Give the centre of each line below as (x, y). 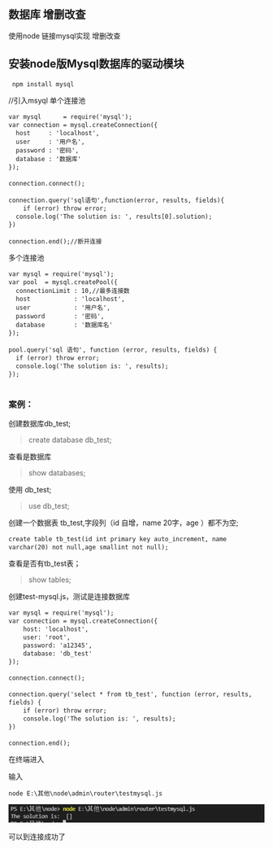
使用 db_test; (30, 489)
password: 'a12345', (58, 646)
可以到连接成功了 (37, 837)
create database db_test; (70, 440)
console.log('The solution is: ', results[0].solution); (114, 217)
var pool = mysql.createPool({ (63, 282)
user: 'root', (47, 637)
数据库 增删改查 (47, 15)
